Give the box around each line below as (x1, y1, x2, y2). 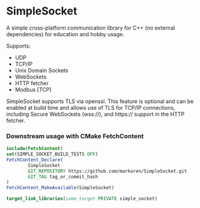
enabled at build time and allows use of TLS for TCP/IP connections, (6, 104, 176, 111)
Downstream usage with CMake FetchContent (6, 131, 144, 140)
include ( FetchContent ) (6, 146, 63, 152)
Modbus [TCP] (14, 86, 52, 93)
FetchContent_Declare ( (6, 157, 63, 163)
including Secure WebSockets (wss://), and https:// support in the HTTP (6, 110, 185, 118)
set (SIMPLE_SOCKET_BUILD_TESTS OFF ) (6, 151, 98, 157)
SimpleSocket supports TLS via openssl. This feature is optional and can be (6, 98, 194, 105)
